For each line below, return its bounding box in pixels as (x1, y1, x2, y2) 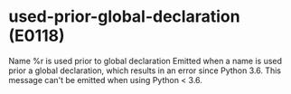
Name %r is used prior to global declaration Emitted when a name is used (8, 55, 282, 66)
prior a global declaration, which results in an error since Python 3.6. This (8, 65, 282, 76)
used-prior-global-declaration (8, 6, 240, 27)
